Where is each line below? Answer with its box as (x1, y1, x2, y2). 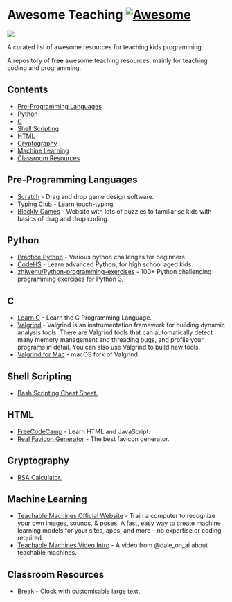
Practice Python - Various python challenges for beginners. (17, 253, 187, 261)
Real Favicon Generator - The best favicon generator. (17, 434, 170, 443)
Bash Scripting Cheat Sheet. (17, 389, 98, 397)
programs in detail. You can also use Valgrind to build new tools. (17, 343, 201, 352)
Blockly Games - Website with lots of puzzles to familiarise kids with (17, 207, 213, 215)
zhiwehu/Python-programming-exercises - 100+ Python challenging (17, 268, 212, 276)
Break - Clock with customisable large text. (17, 587, 141, 596)
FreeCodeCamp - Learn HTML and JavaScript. (17, 427, 151, 436)
